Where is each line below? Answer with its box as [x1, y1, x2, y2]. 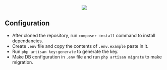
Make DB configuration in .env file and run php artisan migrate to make [12, 53, 162, 60]
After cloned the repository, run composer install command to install [12, 32, 156, 38]
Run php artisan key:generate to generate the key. [12, 48, 119, 54]
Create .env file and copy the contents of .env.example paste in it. [12, 43, 149, 49]
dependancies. [12, 38, 43, 44]
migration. [12, 59, 33, 65]
